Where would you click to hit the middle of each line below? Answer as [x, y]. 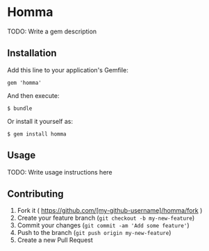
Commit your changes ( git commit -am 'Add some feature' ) [103, 225]
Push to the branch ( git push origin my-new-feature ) [94, 233]
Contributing [35, 194]
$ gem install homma [37, 134]
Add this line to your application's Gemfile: [68, 70]
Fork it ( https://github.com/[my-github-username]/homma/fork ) [110, 211]
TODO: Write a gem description [52, 31]
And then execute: [33, 95]
